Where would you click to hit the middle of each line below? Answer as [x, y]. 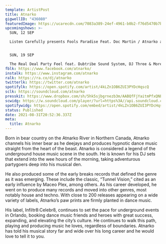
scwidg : [13, 101]
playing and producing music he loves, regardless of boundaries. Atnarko [80, 226]
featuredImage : [21, 24]
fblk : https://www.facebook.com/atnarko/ [48, 68]
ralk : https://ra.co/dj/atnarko [38, 78]
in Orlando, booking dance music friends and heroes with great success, [79, 215]
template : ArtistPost [27, 10]
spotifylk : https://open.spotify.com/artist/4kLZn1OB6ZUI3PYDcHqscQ [77, 87]
